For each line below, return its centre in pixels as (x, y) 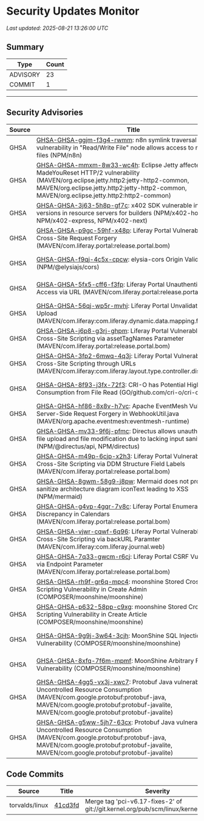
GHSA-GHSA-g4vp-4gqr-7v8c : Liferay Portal (104, 506)
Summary (25, 47)
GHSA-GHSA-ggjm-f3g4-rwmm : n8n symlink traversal (117, 140)
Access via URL (59, 292)
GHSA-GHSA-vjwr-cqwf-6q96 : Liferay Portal (103, 532)
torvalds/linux (29, 805)
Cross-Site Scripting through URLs (86, 363)
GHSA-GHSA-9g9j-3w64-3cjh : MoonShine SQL (107, 636)
